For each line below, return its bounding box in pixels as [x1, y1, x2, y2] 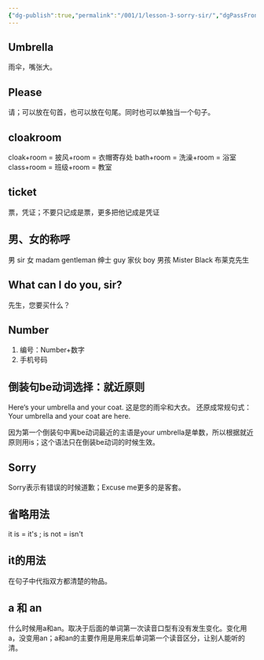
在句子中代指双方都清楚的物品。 [8, 576, 112, 585]
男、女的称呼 [8, 233, 71, 246]
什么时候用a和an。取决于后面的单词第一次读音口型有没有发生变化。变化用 [8, 624, 247, 633]
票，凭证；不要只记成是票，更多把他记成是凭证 [8, 207, 159, 217]
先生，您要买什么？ [8, 300, 71, 310]
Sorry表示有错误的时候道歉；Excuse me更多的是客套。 [8, 482, 186, 492]
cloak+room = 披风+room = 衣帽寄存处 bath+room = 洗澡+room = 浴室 [8, 152, 237, 162]
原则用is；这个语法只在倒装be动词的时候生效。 [8, 438, 159, 447]
